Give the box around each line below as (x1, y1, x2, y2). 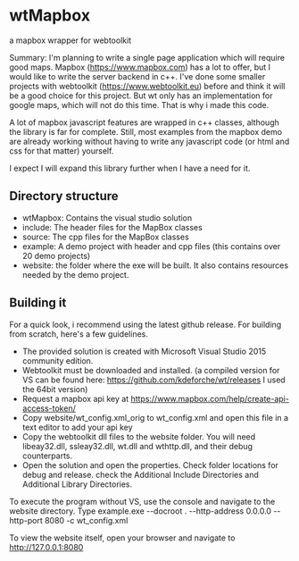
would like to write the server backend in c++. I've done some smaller (9, 71, 266, 81)
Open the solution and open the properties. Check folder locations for (21, 459, 279, 470)
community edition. (21, 355, 94, 366)
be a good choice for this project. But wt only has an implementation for (9, 90, 273, 101)
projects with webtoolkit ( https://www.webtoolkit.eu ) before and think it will (9, 80, 286, 91)
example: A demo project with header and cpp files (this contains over (21, 240, 281, 251)
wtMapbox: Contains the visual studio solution (21, 212, 193, 223)
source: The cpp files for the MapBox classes (21, 231, 189, 242)
